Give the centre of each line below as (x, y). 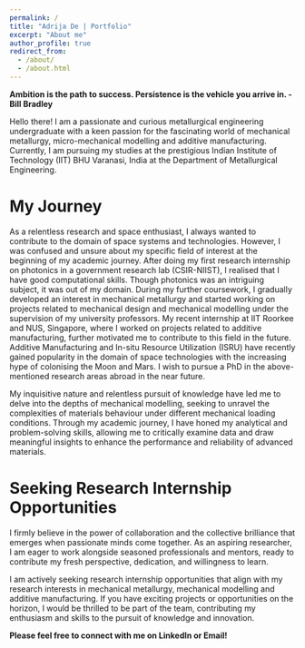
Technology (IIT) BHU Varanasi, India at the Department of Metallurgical (144, 160)
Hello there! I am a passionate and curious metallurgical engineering (137, 121)
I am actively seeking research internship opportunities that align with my (146, 579)
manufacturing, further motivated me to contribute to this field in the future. (151, 338)
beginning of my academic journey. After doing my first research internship (150, 260)
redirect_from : (38, 52)
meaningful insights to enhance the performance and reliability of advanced (151, 442)
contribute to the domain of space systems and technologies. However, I (145, 241)
